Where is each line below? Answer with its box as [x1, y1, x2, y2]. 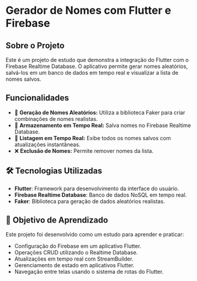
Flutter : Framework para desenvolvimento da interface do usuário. [14, 185, 180, 192]
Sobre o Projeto [5, 40, 65, 51]
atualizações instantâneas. [14, 141, 80, 148]
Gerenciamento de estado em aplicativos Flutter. [14, 262, 135, 269]
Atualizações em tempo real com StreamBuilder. [14, 255, 133, 262]
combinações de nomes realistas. [14, 115, 98, 122]
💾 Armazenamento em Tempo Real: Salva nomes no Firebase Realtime [14, 122, 192, 129]
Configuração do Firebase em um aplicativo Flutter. [14, 242, 142, 250]
